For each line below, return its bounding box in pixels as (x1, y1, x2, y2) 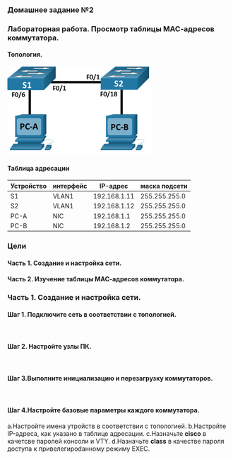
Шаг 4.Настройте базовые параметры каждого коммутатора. (7, 406, 200, 415)
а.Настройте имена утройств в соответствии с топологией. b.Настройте (7, 422, 227, 430)
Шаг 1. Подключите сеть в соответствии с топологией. (7, 310, 177, 318)
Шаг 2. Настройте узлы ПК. (7, 342, 92, 351)
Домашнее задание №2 (7, 5, 94, 15)
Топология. (7, 50, 42, 59)
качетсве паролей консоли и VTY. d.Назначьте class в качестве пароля (7, 437, 225, 446)
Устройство (10, 181, 47, 190)
